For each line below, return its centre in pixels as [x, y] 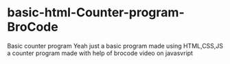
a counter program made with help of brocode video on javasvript [100, 53]
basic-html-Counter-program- [96, 13]
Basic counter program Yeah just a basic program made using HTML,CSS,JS [115, 46]
